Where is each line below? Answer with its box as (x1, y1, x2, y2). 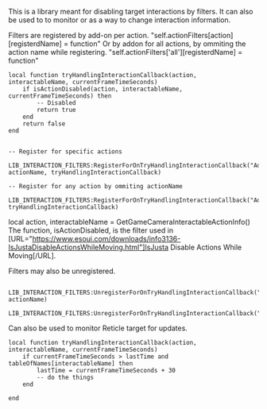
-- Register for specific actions (8, 148, 123, 156)
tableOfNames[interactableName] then (8, 360, 133, 368)
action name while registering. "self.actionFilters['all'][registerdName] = (8, 48, 243, 56)
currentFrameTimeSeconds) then (8, 92, 112, 100)
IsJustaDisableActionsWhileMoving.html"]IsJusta (8, 242, 169, 252)
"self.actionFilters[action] (150, 31, 234, 40)
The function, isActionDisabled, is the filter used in (8, 226, 173, 235)
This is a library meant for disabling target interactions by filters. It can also (8, 7, 253, 16)
